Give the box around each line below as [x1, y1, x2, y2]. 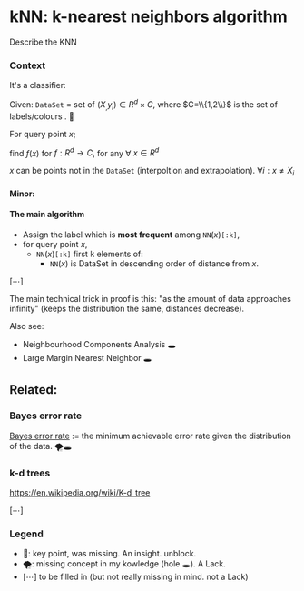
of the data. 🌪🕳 [9, 440, 73, 451]
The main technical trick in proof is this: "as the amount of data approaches [9, 293, 292, 304]
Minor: [9, 188, 35, 199]
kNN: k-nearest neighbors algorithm [9, 6, 288, 27]
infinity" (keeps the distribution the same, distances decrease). [9, 303, 245, 314]
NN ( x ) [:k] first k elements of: [35, 248, 143, 259]
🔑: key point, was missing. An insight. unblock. [22, 548, 197, 559]
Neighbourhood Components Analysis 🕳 [22, 338, 177, 349]
